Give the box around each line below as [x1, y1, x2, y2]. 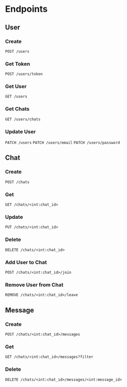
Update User [5, 128, 36, 135]
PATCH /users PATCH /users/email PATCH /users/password [5, 141, 120, 145]
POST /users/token [5, 71, 43, 77]
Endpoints [5, 3, 48, 15]
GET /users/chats [5, 117, 41, 122]
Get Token [5, 60, 31, 67]
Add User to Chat [5, 259, 47, 266]
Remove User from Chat [5, 281, 63, 288]
